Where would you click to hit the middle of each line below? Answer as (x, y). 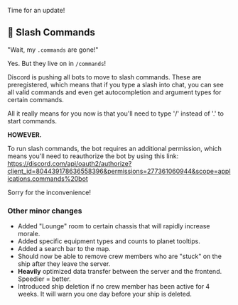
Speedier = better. (44, 279)
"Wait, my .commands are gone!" (53, 50)
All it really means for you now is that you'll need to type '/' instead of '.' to (115, 113)
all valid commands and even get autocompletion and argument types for (114, 92)
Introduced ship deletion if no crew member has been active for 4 (114, 287)
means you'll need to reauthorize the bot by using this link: (93, 156)
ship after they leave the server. (64, 264)
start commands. (32, 121)
